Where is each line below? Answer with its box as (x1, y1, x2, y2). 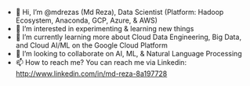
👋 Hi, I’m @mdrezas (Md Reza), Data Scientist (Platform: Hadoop (15, 8, 224, 16)
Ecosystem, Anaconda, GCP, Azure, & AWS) (15, 16, 158, 25)
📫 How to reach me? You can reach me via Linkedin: (15, 58, 187, 66)
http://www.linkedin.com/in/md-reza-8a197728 (15, 69, 168, 78)
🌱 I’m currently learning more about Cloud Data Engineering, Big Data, (15, 32, 241, 41)
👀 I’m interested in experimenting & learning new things (15, 24, 194, 33)
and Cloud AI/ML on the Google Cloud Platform (15, 41, 168, 50)
